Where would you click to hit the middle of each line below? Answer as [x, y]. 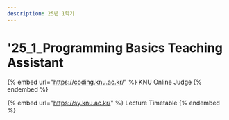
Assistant [35, 62]
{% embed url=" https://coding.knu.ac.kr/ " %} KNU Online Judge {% [105, 82]
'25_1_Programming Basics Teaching [115, 48]
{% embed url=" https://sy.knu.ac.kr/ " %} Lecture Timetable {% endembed [114, 103]
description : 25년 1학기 [41, 14]
